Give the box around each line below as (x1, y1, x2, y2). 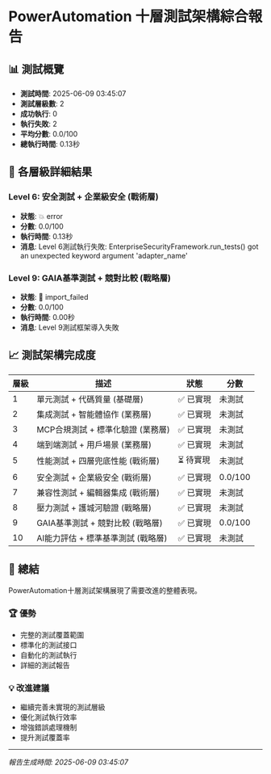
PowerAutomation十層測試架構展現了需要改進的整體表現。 (8, 585, 202, 595)
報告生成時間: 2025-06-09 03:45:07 (8, 757, 129, 768)
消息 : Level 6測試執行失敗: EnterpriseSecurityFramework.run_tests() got (19, 242, 259, 251)
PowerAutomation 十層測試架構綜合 (8, 7, 248, 26)
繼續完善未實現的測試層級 (19, 702, 106, 712)
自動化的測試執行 (19, 650, 77, 659)
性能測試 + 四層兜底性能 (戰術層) (36, 456, 160, 467)
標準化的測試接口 (19, 640, 77, 650)
